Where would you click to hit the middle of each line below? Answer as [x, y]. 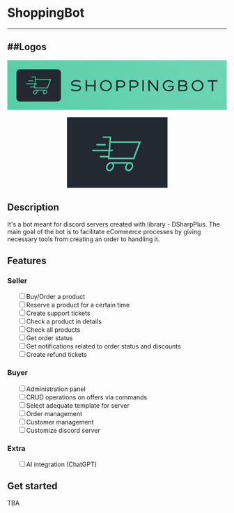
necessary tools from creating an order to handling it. [84, 239]
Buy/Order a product [56, 297]
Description [33, 207]
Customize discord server [63, 430]
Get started [32, 486]
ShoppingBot [46, 13]
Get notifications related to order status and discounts [103, 346]
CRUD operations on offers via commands [87, 397]
